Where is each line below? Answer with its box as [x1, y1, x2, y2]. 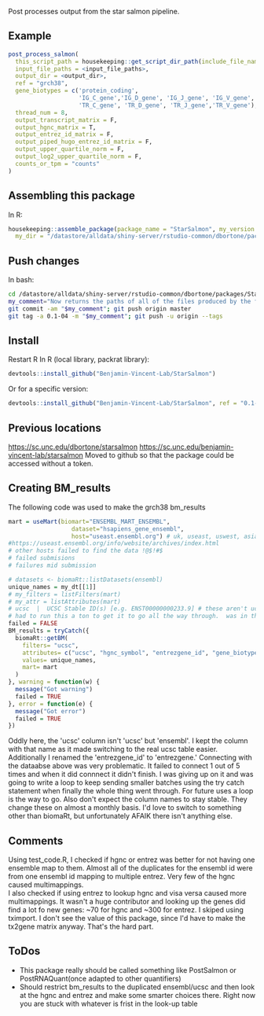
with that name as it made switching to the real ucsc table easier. [8, 745, 218, 754]
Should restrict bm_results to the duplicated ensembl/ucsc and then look [19, 982, 255, 992]
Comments [8, 834, 64, 848]
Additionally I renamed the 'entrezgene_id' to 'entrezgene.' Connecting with [8, 753, 253, 762]
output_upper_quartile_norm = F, [15, 145, 125, 153]
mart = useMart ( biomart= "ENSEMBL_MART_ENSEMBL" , [8, 517, 170, 525]
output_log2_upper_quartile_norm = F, [15, 153, 143, 160]
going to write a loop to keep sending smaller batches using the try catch [8, 778, 245, 787]
